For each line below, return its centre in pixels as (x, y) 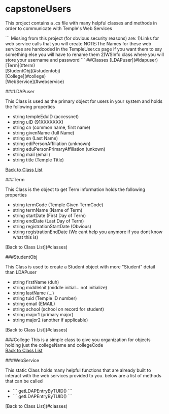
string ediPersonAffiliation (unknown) (52, 144)
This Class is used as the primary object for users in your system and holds (84, 101)
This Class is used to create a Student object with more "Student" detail (80, 267)
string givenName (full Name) (43, 132)
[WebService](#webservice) (35, 81)
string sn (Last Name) (35, 138)
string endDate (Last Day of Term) (48, 221)
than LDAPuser (21, 272)
